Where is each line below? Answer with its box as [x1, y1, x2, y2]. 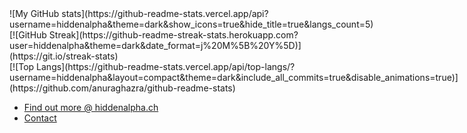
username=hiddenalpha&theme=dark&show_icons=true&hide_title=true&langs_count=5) [9, 18, 374, 30]
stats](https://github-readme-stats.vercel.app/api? [61, 8, 269, 19]
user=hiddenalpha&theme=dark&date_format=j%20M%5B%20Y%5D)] [9, 40, 302, 51]
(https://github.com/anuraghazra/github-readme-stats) [9, 82, 236, 94]
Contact [23, 112, 57, 124]
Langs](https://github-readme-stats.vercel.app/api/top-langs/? [36, 61, 296, 72]
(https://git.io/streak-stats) [9, 50, 119, 62]
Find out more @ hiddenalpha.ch [23, 102, 159, 113]
